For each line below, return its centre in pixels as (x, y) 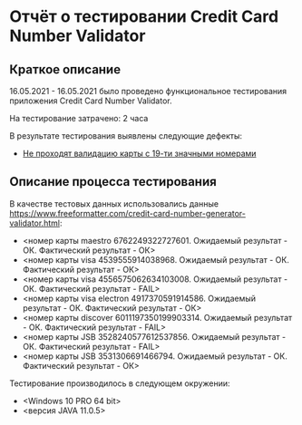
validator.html (35, 223)
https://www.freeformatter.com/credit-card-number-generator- (128, 213)
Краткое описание (65, 69)
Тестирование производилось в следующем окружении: (120, 383)
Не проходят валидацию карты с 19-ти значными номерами (139, 153)
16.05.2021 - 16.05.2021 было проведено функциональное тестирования (148, 91)
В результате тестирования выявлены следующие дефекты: (126, 136)
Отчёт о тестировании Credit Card (144, 17)
